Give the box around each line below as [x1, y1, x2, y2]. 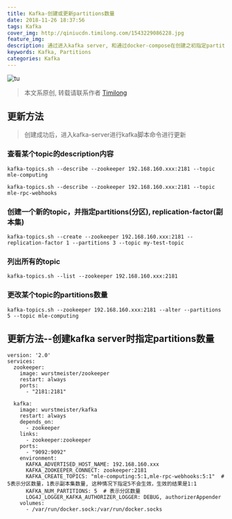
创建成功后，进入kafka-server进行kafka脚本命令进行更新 [24, 130, 186, 138]
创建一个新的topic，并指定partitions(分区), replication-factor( [7, 207, 216, 217]
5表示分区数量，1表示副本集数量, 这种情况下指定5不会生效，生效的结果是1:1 [7, 480, 197, 487]
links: [19, 430, 39, 437]
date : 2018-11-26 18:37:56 [7, 17, 85, 24]
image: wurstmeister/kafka [19, 406, 98, 413]
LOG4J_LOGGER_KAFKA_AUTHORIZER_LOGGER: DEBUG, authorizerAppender [25, 493, 222, 500]
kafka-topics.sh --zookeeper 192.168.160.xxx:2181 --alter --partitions [7, 306, 222, 313]
